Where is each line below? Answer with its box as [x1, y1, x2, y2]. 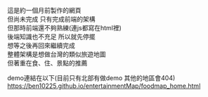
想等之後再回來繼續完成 [7, 41, 75, 49]
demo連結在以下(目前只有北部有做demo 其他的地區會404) [7, 74, 176, 82]
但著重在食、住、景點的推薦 [7, 59, 88, 67]
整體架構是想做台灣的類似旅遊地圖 [7, 50, 106, 58]
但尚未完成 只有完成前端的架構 [7, 15, 96, 23]
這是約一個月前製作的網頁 [7, 6, 82, 14]
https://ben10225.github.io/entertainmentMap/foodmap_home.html [7, 82, 201, 90]
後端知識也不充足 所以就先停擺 [7, 32, 96, 41]
